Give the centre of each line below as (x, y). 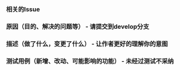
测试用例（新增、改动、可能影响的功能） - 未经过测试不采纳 (90, 61)
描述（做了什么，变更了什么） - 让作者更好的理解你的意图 (87, 44)
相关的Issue (23, 9)
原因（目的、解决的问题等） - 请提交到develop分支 (78, 26)
